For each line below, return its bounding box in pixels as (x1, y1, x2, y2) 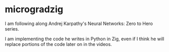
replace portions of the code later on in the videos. (5, 41, 112, 47)
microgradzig (5, 4, 64, 15)
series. (5, 25, 19, 32)
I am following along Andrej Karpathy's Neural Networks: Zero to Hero (5, 20, 153, 27)
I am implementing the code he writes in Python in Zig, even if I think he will (5, 36, 165, 42)
